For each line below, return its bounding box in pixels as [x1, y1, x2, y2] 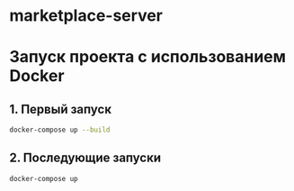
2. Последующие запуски [9, 150, 162, 166]
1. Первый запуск [9, 101, 112, 117]
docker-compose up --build [9, 125, 111, 135]
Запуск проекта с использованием [9, 47, 286, 68]
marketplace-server [9, 5, 164, 26]
